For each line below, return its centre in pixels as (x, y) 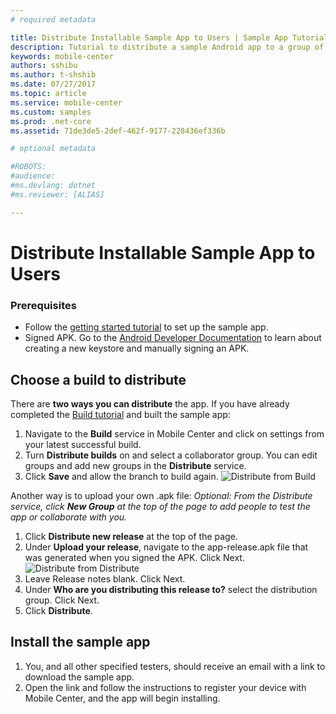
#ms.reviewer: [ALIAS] (57, 194)
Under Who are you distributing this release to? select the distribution (171, 589)
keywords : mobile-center (62, 56)
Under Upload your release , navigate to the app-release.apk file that (166, 547)
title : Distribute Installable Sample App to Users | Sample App (149, 37)
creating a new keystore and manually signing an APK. (137, 348)
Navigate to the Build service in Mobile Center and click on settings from (174, 433)
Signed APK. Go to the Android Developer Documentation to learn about (173, 338)
